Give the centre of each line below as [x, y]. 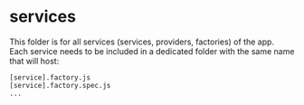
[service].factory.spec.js [60, 85]
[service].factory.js [50, 77]
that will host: [34, 61]
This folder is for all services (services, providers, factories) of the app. [142, 42]
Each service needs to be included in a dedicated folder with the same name [152, 51]
